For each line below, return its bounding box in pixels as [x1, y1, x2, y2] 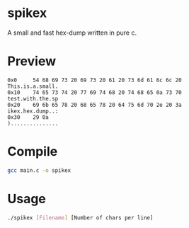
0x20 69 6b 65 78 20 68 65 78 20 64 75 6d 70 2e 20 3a [7, 101, 182, 108]
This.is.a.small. [7, 83, 59, 90]
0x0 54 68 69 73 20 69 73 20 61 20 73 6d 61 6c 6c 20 [7, 76, 182, 84]
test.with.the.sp [7, 95, 59, 102]
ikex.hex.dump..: [7, 108, 59, 115]
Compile [7, 144, 58, 160]
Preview [7, 53, 57, 69]
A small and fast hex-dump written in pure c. [7, 28, 137, 37]
